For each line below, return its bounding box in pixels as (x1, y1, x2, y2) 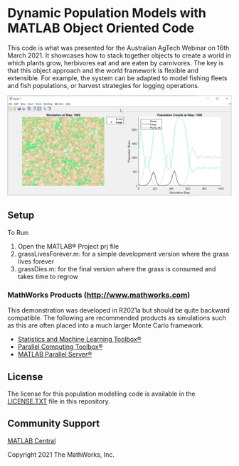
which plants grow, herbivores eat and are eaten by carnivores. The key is (7, 58, 224, 67)
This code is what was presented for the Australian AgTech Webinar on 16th (7, 43, 230, 52)
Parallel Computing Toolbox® (17, 342, 103, 351)
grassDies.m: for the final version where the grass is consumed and (17, 264, 216, 273)
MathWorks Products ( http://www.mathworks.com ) (7, 290, 191, 300)
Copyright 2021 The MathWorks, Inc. (7, 450, 115, 459)
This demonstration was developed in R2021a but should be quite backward (7, 306, 230, 315)
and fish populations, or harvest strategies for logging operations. (7, 81, 200, 90)
